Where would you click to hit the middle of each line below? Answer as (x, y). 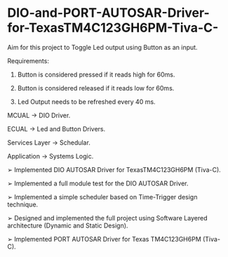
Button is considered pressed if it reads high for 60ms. (96, 74)
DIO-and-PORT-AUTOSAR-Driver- (108, 13)
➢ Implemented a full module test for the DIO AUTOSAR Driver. (98, 183)
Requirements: (28, 60)
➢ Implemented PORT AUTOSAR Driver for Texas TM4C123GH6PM (104, 239)
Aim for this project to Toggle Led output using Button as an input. (102, 47)
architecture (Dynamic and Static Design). (68, 225)
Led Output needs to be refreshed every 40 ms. (86, 101)
